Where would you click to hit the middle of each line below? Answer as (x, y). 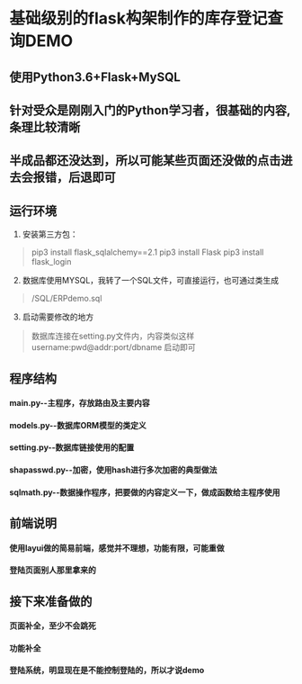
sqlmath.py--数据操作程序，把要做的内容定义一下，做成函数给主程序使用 (145, 492)
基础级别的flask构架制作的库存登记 (138, 18)
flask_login (51, 262)
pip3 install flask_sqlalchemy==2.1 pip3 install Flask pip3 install (147, 252)
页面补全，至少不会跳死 (53, 625)
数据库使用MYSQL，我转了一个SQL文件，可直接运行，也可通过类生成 (151, 281)
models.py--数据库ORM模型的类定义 (78, 425)
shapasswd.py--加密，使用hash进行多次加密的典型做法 (113, 470)
